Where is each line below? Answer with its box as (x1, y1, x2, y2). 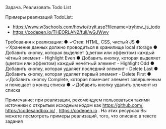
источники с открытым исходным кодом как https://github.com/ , (5, 102, 144, 108)
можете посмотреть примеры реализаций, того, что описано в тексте (5, 113, 156, 119)
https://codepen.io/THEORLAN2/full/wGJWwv (12, 29, 109, 35)
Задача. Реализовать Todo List (5, 5, 72, 10)
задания (5, 118, 23, 124)
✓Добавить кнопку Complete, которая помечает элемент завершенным (5, 77, 161, 82)
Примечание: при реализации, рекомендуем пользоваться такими (5, 97, 150, 103)
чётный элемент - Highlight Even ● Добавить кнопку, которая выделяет (5, 55, 160, 61)
